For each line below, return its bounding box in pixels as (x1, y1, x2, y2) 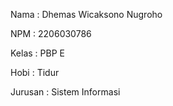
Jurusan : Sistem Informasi (10, 86, 121, 98)
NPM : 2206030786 (10, 28, 92, 39)
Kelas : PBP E (10, 47, 65, 59)
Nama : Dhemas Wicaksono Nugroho (10, 9, 163, 20)
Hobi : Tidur (10, 67, 60, 78)
